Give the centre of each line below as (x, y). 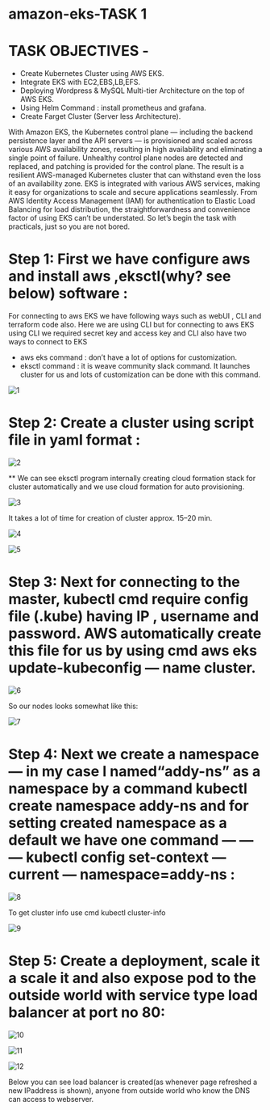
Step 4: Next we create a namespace (134, 755)
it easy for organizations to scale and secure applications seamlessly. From (133, 192)
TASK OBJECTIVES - (79, 51)
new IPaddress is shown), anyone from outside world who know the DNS (129, 1090)
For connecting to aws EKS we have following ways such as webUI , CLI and (135, 316)
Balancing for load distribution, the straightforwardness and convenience (129, 209)
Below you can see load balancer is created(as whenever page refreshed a (133, 1082)
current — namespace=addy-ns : (122, 875)
